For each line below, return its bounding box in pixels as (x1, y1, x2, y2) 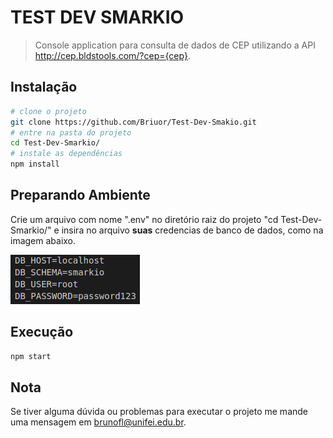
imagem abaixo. (10, 234, 77, 246)
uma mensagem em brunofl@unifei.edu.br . (10, 416, 187, 428)
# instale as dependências (10, 149, 123, 159)
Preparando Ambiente (10, 187, 151, 204)
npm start (10, 351, 52, 361)
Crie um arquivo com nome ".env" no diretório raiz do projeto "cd (10, 213, 279, 225)
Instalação (10, 79, 78, 96)
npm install (10, 159, 60, 170)
